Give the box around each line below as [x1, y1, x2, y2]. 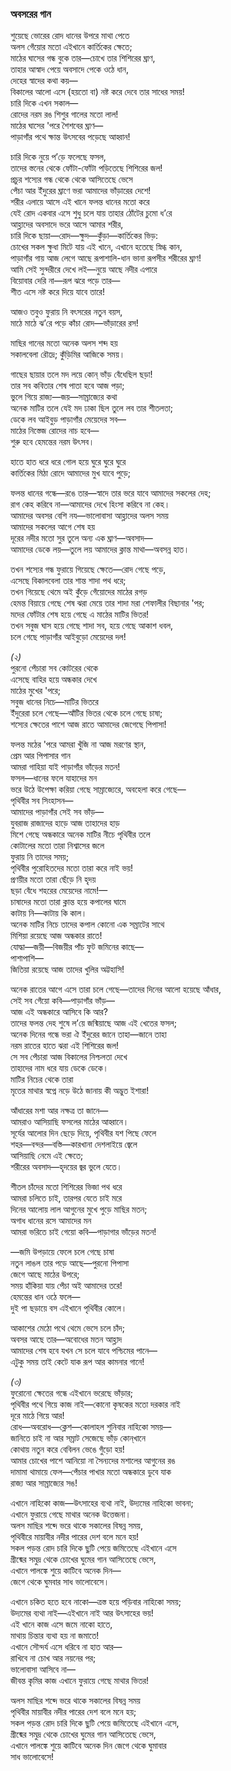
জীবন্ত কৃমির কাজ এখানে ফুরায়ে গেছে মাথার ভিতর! [10, 1675, 150, 1687]
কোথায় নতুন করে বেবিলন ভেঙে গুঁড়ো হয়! [10, 1443, 125, 1456]
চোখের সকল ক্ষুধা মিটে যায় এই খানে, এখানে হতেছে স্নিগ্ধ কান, [10, 241, 183, 253]
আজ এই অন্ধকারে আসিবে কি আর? [10, 1006, 108, 1018]
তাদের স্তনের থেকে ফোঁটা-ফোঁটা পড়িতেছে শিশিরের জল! [10, 162, 163, 174]
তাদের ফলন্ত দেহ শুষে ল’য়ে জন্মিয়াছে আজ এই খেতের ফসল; [10, 1017, 177, 1029]
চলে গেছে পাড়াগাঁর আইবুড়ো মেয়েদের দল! [10, 631, 127, 643]
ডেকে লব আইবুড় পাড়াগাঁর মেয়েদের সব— [10, 413, 127, 426]
